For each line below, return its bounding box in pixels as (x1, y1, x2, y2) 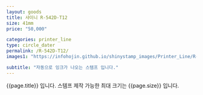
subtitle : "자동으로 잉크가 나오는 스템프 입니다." (6, 64, 119, 70)
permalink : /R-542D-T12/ (6, 48, 69, 54)
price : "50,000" (6, 25, 47, 32)
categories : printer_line (6, 37, 71, 43)
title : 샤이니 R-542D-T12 (6, 15, 68, 21)
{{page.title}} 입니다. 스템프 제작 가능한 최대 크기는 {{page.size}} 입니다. (6, 82, 179, 89)
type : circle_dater (6, 42, 56, 48)
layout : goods (6, 8, 42, 15)
